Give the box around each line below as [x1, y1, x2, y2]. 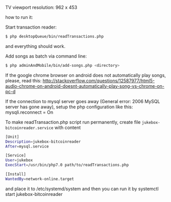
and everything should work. [5, 43, 65, 49]
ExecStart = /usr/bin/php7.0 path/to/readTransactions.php [5, 163, 129, 168]
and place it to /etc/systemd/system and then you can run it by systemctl [5, 186, 159, 192]
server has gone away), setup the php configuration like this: [5, 104, 133, 110]
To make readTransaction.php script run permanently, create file [5, 119, 141, 125]
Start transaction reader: [5, 24, 57, 30]
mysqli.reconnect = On [5, 109, 54, 115]
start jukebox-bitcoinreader [5, 191, 63, 197]
